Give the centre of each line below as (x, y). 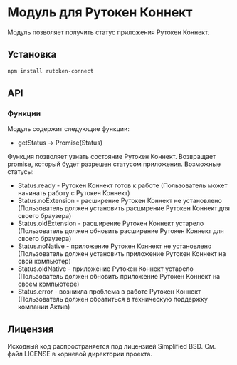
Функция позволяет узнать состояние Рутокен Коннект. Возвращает (112, 157)
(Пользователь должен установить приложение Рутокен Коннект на (122, 254)
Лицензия (31, 329)
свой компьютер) (44, 262)
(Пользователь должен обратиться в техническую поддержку (113, 299)
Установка (32, 55)
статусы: (21, 172)
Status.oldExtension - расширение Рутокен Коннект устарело (111, 223)
